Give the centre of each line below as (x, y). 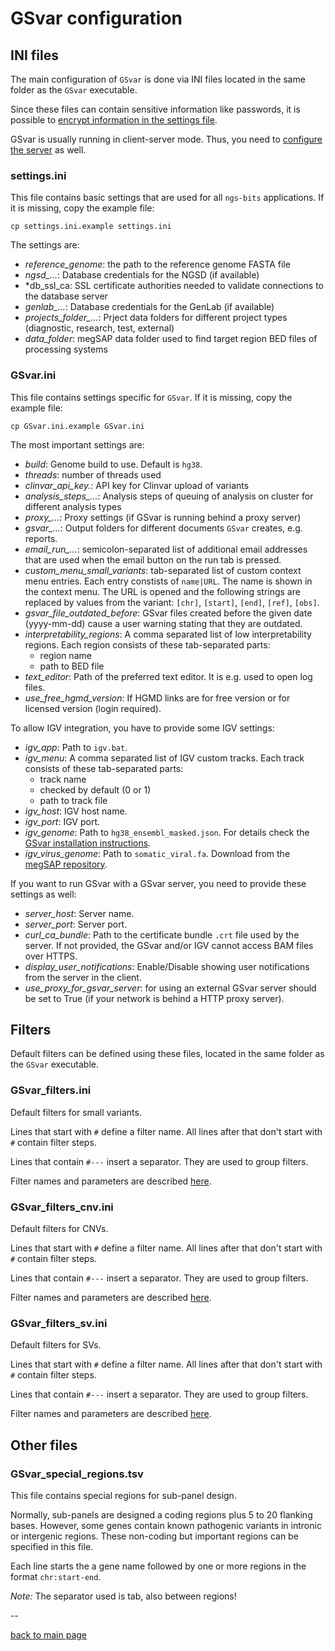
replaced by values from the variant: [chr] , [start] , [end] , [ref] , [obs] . (172, 602)
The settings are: (45, 245)
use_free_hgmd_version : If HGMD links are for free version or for (157, 698)
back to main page (49, 1634)
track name (63, 779)
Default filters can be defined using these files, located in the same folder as (167, 1054)
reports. (41, 538)
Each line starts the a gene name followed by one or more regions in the (158, 1566)
